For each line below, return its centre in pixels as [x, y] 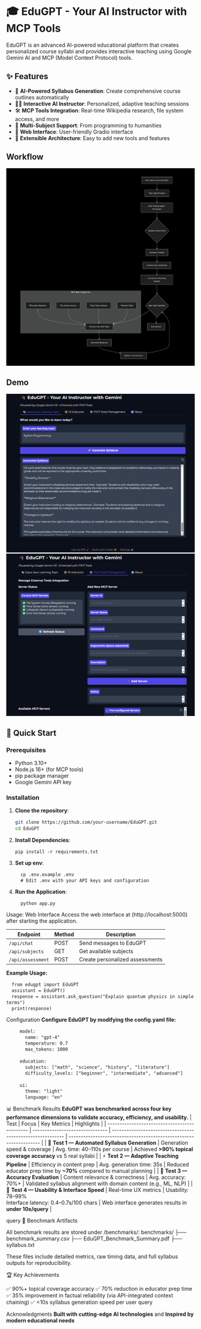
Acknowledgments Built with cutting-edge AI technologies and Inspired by [100, 1314]
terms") [16, 1002]
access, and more [37, 119]
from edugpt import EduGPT [45, 984]
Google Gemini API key [43, 782]
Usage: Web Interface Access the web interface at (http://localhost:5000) [97, 915]
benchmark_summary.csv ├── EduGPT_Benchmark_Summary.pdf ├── [94, 1238]
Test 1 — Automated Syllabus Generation [105, 1143]
